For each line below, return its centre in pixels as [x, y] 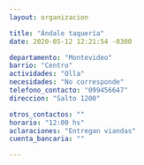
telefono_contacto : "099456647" [68, 90]
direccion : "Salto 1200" [55, 98]
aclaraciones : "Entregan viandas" [73, 131]
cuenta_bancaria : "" [47, 139]
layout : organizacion [49, 17]
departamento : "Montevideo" [61, 57]
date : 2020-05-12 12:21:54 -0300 [71, 41]
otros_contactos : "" [47, 114]
